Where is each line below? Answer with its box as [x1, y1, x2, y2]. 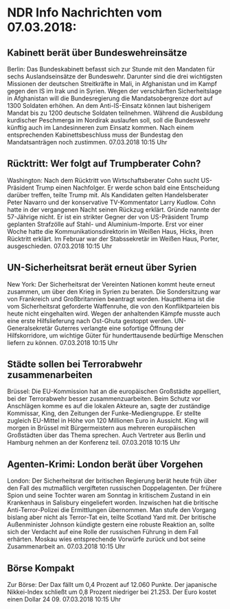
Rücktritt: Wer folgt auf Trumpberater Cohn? [7, 158, 201, 170]
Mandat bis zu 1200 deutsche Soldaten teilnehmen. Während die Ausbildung [7, 109, 223, 117]
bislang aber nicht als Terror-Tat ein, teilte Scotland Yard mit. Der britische [7, 513, 216, 522]
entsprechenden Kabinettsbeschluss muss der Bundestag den [7, 131, 183, 139]
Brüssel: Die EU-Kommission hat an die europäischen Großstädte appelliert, [7, 387, 221, 396]
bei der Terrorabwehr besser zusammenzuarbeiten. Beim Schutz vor [7, 395, 201, 403]
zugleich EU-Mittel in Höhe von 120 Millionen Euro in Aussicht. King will [7, 417, 209, 425]
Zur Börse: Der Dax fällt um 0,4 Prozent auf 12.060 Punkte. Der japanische [7, 581, 218, 589]
